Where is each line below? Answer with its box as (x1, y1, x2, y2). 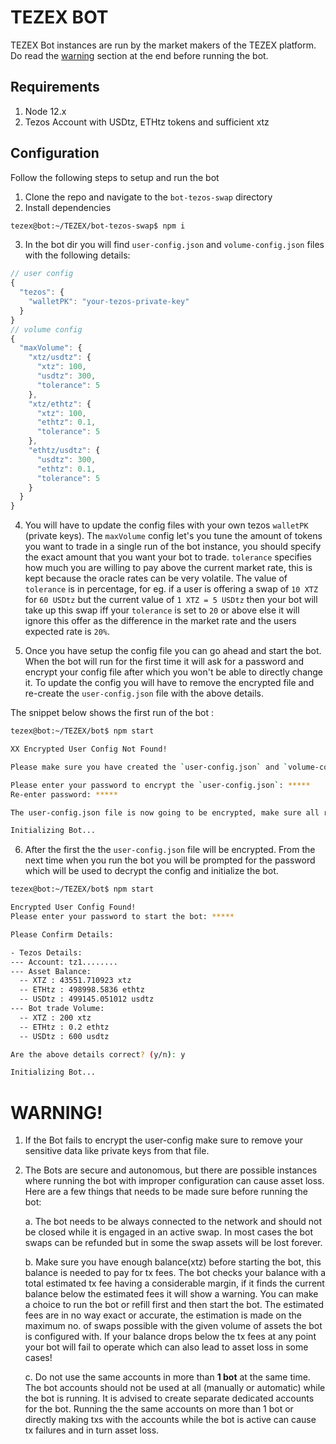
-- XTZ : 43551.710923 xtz (19, 976, 132, 986)
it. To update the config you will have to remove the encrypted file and (24, 677, 315, 689)
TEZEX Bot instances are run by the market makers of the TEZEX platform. (10, 39, 317, 51)
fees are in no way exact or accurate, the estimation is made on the (24, 1309, 302, 1321)
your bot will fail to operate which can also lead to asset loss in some (24, 1341, 309, 1353)
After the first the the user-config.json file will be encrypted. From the (24, 844, 316, 856)
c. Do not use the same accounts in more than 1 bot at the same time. (24, 1371, 311, 1383)
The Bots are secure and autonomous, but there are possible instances (24, 1164, 318, 1176)
